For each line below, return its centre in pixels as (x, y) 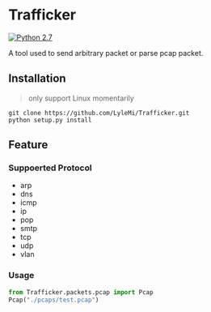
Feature (28, 145)
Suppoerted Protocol (50, 168)
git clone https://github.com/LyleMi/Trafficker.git (99, 113)
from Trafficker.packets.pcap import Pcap (81, 292)
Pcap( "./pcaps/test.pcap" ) (54, 300)
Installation (37, 79)
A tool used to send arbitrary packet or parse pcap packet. (106, 53)
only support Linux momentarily (81, 98)
